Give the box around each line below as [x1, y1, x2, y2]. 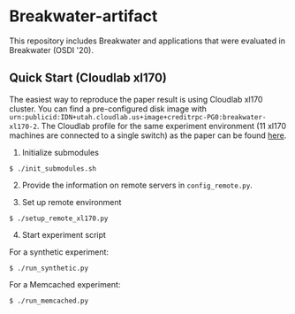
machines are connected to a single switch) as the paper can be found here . [9, 130, 287, 141]
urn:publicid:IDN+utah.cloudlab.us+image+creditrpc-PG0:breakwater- [9, 112, 267, 121]
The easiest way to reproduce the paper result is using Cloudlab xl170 [9, 94, 263, 104]
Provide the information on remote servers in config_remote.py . [21, 180, 253, 190]
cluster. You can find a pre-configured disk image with [9, 103, 208, 114]
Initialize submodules [21, 147, 100, 157]
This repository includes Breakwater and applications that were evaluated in [9, 35, 285, 46]
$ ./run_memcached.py [9, 296, 89, 305]
